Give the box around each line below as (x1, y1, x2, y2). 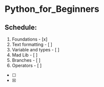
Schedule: (4, 23, 37, 32)
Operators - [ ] (11, 63, 42, 68)
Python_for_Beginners (4, 3, 100, 15)
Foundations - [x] (11, 36, 48, 42)
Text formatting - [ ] (11, 42, 53, 47)
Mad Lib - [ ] (11, 52, 38, 58)
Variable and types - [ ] (11, 47, 60, 52)
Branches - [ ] (11, 57, 41, 63)
